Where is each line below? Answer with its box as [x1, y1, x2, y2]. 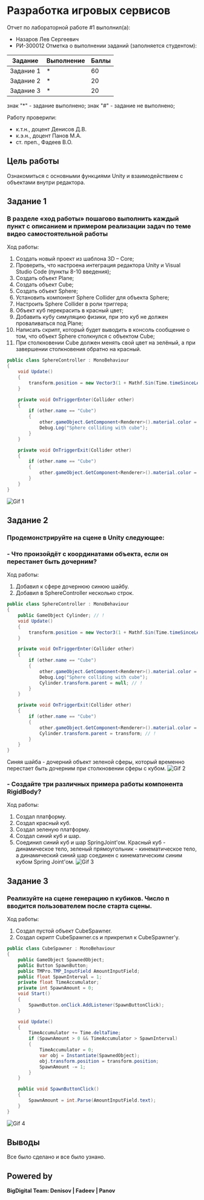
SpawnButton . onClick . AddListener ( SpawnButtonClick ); [28, 1002, 165, 1008]
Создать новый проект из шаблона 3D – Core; [15, 255, 134, 262]
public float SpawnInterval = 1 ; [18, 973, 102, 980]
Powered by [7, 1171, 53, 1181]
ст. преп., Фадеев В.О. [15, 138, 73, 146]
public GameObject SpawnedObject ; [18, 956, 105, 963]
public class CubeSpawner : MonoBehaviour [7, 945, 116, 951]
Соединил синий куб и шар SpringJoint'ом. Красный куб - [15, 839, 166, 846]
